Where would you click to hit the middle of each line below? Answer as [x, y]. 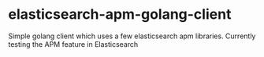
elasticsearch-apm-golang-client [120, 14]
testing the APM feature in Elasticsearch [73, 44]
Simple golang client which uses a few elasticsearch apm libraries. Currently [132, 36]
